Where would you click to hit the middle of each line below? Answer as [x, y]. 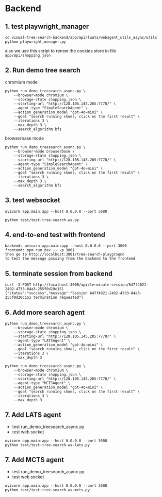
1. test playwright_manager [47, 26]
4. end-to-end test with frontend [55, 235]
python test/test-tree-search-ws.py [42, 220]
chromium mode [21, 82]
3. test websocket [33, 200]
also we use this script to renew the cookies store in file [61, 51]
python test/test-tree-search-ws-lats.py [48, 445]
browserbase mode [24, 138]
